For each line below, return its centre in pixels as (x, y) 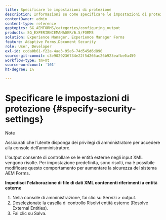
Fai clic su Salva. (29, 213)
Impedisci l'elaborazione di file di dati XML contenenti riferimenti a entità (82, 182)
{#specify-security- (94, 109)
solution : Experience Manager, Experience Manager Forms (65, 38)
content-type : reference (31, 23)
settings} (24, 119)
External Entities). (30, 208)
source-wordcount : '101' (31, 65)
